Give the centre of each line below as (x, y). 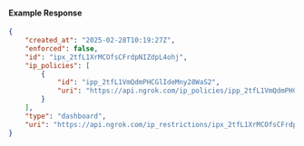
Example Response (45, 13)
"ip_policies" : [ (58, 65)
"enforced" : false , (62, 49)
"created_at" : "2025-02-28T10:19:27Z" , (100, 41)
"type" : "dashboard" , (65, 116)
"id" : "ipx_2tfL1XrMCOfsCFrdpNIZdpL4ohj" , (106, 57)
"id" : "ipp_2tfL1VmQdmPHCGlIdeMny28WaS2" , (138, 83)
